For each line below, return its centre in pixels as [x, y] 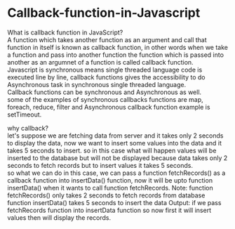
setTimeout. [25, 115]
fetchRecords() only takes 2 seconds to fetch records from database [106, 195]
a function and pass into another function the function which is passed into [116, 55]
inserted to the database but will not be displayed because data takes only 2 [117, 158]
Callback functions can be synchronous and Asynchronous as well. [105, 92]
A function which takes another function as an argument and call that [107, 39]
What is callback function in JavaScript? [65, 32]
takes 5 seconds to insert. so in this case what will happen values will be [112, 150]
